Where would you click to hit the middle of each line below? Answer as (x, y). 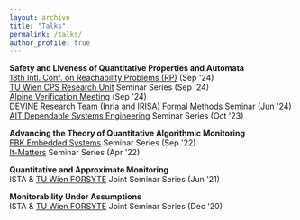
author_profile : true (50, 43)
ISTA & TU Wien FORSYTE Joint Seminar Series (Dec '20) (116, 207)
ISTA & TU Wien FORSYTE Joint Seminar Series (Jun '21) (115, 180)
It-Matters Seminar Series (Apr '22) (75, 153)
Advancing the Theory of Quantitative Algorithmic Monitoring (127, 133)
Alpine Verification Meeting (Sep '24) (78, 97)
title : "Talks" (38, 26)
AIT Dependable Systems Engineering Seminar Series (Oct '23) (127, 116)
